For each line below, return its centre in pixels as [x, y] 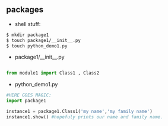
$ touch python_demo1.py [37, 46]
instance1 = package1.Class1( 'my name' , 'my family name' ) [79, 112]
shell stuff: [28, 24]
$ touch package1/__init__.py [44, 40]
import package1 [26, 101]
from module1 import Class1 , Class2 [53, 73]
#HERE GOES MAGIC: [29, 95]
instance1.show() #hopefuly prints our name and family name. [85, 117]
